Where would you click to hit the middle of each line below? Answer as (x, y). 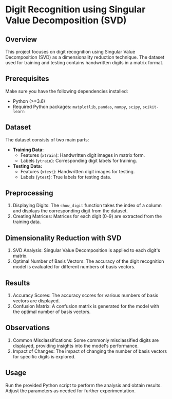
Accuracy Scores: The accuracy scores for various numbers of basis (85, 295)
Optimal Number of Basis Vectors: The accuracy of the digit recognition (88, 261)
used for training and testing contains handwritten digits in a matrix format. (84, 62)
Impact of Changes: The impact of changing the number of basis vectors (90, 351)
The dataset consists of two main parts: (47, 139)
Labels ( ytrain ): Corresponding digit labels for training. (79, 160)
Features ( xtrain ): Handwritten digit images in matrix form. (83, 155)
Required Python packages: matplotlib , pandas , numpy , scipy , (77, 106)
